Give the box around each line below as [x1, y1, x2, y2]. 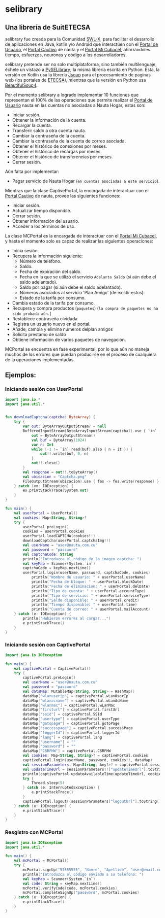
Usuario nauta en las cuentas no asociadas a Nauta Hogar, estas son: [5, 102, 146, 108]
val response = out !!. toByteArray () [23, 470, 98, 475]
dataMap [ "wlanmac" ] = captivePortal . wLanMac [23, 703, 115, 708]
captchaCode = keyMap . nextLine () [23, 566, 91, 571]
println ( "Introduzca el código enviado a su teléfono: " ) [23, 872, 144, 877]
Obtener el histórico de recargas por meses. [12, 149, 102, 154]
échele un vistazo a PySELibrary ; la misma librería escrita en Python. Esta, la [5, 67, 160, 72]
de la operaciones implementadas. [5, 357, 75, 363]
